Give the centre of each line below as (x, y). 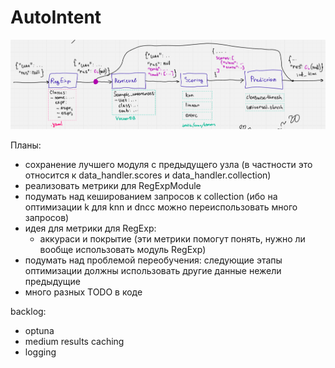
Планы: (26, 145)
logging (40, 352)
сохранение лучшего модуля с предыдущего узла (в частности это (168, 164)
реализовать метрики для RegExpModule (113, 185)
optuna (39, 330)
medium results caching (74, 341)
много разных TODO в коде (83, 292)
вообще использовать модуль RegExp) (123, 249)
